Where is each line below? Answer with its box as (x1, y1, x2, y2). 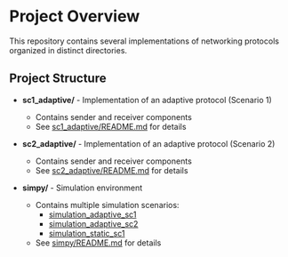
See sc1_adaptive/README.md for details (35, 121, 187, 132)
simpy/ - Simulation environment (21, 182, 143, 193)
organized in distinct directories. (9, 44, 127, 55)
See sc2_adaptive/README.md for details (35, 165, 188, 175)
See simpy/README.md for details (35, 237, 162, 248)
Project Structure (9, 71, 107, 86)
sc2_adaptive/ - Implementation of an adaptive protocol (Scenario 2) (21, 138, 276, 149)
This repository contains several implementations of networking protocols (9, 36, 280, 46)
